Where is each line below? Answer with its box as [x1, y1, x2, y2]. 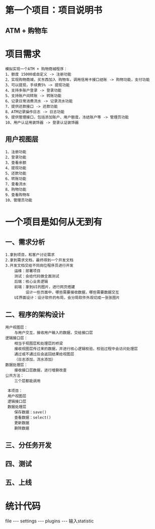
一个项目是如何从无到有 [5, 216, 103, 228]
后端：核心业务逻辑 [14, 279, 48, 284]
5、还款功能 [5, 171, 27, 176]
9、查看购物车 [5, 192, 30, 197]
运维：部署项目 [14, 269, 41, 274]
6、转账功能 [5, 176, 27, 182]
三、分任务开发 [5, 441, 52, 449]
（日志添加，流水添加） [14, 357, 56, 362]
